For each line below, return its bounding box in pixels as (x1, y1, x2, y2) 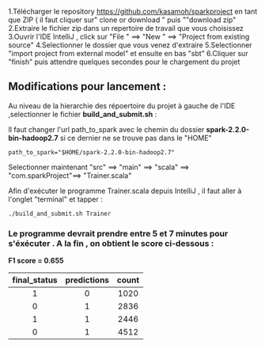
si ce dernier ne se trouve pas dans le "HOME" (59, 133, 212, 142)
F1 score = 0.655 (8, 256, 64, 266)
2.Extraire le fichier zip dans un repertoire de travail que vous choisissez (8, 24, 244, 32)
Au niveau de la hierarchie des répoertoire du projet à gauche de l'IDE (8, 100, 236, 110)
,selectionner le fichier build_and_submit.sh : (8, 109, 157, 119)
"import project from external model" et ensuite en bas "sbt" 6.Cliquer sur (8, 49, 248, 58)
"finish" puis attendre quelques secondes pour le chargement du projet (8, 57, 240, 66)
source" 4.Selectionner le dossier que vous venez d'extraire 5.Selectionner (8, 40, 252, 50)
